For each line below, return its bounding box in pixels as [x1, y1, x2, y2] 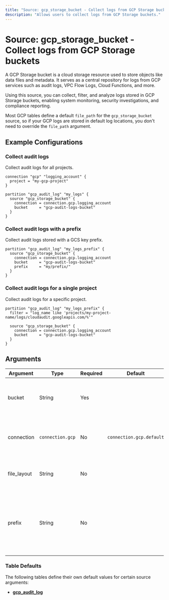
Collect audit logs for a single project [5, 285, 97, 292]
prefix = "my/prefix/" [14, 264, 71, 269]
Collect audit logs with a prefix [5, 226, 81, 233]
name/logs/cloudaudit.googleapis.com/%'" [5, 315, 94, 320]
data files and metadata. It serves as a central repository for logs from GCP [5, 77, 161, 83]
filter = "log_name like [10, 310, 62, 315]
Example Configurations [5, 138, 83, 146]
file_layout [8, 470, 32, 477]
